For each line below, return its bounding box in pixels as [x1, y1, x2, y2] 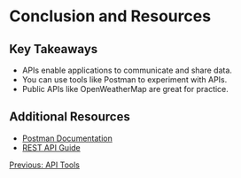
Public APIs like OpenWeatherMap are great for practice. [21, 84, 229, 94]
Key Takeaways [9, 42, 98, 57]
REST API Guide [21, 142, 82, 152]
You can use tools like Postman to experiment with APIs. [21, 74, 228, 85]
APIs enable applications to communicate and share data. [21, 65, 233, 75]
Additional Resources [9, 109, 130, 125]
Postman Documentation [21, 133, 113, 143]
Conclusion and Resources [9, 6, 211, 27]
